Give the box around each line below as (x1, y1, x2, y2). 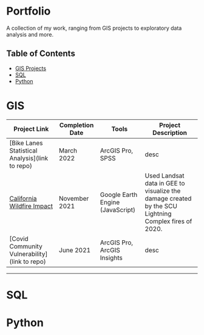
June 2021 (58, 246, 91, 254)
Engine (100, 198, 120, 206)
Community (9, 242, 42, 250)
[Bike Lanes (9, 139, 43, 147)
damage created (144, 194, 192, 202)
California (9, 194, 38, 202)
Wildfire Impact (9, 202, 53, 210)
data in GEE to (144, 179, 185, 187)
